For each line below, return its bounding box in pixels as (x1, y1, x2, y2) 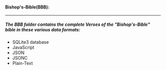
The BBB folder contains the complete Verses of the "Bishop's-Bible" (5, 21, 151, 27)
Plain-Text (12, 60, 33, 67)
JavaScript (12, 45, 35, 51)
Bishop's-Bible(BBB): (5, 4, 50, 10)
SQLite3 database (12, 39, 49, 45)
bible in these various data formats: (5, 26, 81, 32)
